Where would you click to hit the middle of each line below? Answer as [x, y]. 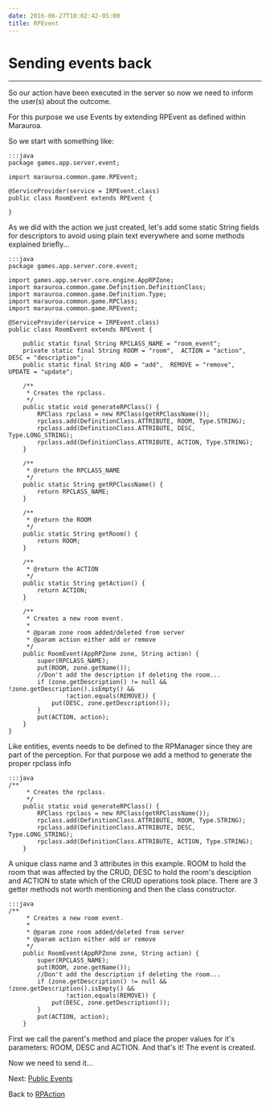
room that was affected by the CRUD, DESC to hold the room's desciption [130, 872]
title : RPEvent [34, 23]
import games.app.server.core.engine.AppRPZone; [91, 280]
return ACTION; [63, 590]
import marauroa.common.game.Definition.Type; [88, 295]
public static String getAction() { [84, 584]
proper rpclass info [40, 764]
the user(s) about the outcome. [60, 101]
